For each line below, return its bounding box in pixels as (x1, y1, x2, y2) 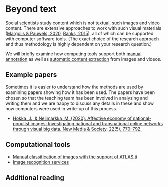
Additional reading (5, 173, 64, 182)
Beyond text (5, 3, 57, 15)
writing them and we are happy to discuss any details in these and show (5, 100, 154, 106)
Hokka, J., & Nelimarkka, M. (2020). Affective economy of (12, 115, 132, 121)
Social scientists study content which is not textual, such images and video (5, 20, 160, 26)
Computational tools (5, 140, 70, 149)
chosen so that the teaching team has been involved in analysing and (5, 95, 148, 101)
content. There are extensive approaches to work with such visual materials (5, 25, 162, 31)
